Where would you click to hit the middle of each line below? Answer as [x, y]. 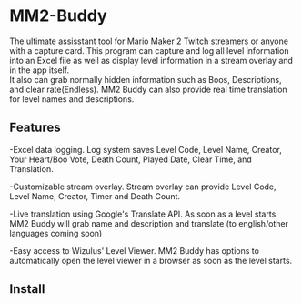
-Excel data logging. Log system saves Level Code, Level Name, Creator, [146, 149]
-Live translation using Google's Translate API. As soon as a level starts [143, 214]
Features [35, 128]
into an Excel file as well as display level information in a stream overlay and [151, 60]
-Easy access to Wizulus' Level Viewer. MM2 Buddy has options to [134, 250]
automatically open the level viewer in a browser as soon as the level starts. [151, 260]
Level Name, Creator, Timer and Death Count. [95, 196]
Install [27, 289]
